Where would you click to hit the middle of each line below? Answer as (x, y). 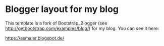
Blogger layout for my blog (62, 9)
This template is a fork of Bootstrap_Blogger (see (56, 23)
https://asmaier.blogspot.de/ (35, 38)
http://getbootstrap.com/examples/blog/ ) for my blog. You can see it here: (82, 28)
